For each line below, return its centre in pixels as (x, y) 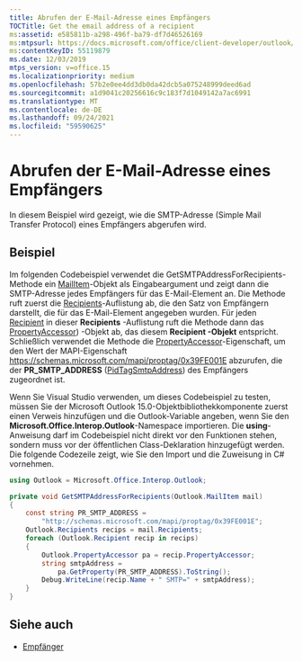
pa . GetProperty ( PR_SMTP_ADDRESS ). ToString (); (144, 572)
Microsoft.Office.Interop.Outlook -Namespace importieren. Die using (138, 425)
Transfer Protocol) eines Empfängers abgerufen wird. (108, 224)
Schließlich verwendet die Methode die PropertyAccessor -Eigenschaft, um (147, 341)
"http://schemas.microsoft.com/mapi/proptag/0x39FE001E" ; (152, 522)
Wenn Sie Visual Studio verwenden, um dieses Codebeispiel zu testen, (140, 397)
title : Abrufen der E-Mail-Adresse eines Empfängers (110, 18)
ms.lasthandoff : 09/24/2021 (62, 118)
